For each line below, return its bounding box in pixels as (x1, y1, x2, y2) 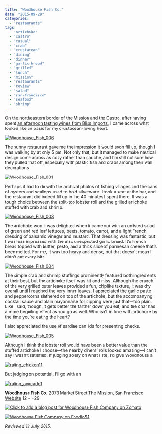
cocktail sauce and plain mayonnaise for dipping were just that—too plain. (5, 299, 152, 304)
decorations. (5, 165, 30, 170)
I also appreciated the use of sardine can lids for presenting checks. (5, 323, 141, 329)
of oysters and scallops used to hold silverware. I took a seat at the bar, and (5, 189, 156, 194)
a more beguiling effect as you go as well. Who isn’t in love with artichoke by (5, 309, 158, 314)
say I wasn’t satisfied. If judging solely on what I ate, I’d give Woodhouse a (5, 353, 153, 358)
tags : (5, 25, 16, 30)
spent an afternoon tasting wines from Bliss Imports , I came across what (5, 120, 149, 126)
